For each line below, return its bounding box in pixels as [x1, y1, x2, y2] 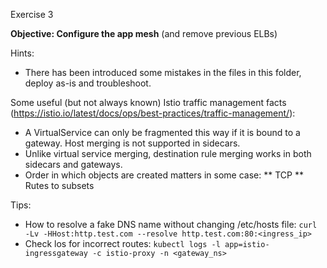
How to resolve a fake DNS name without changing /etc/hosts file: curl [24, 219, 318, 230]
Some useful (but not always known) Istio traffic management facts [10, 97, 287, 108]
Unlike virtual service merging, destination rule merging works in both [24, 148, 312, 159]
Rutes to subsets [24, 180, 95, 191]
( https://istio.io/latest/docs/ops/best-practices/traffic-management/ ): [10, 107, 296, 119]
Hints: [10, 47, 35, 59]
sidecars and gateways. [24, 159, 123, 170]
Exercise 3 [10, 9, 54, 20]
